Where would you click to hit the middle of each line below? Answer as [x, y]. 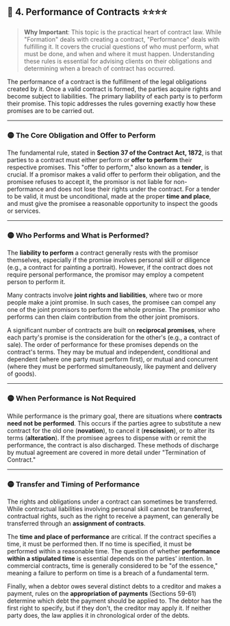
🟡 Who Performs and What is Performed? [78, 235]
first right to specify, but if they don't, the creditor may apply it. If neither [109, 608]
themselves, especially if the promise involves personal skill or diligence [109, 260]
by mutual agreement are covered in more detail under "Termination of [107, 452]
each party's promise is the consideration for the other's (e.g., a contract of [114, 337]
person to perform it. [36, 282]
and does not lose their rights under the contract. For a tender [133, 189]
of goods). [22, 374]
